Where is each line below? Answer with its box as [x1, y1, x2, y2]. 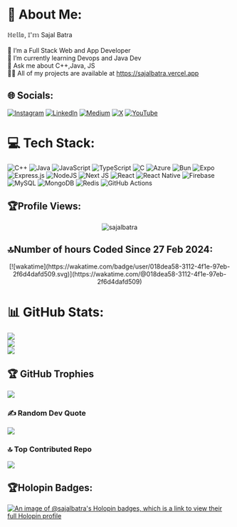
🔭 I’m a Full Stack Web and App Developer [7, 46, 131, 54]
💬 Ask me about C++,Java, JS [7, 61, 95, 70]
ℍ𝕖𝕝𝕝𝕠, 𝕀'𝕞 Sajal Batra [7, 30, 73, 39]
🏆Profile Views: [7, 200, 82, 213]
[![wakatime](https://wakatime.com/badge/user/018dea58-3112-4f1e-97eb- [9, 262, 231, 271]
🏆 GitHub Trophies [7, 368, 95, 380]
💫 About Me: [7, 6, 83, 23]
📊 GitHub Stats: [7, 303, 105, 320]
